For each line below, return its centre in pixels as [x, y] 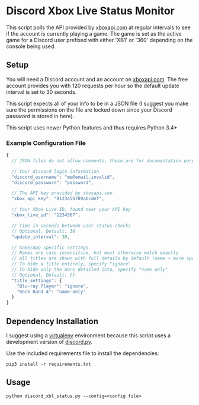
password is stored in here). [40, 116]
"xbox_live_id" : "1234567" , [46, 215]
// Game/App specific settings [50, 248]
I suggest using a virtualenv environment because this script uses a [88, 335]
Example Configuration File [46, 143]
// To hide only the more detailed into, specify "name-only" [90, 270]
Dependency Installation [52, 321]
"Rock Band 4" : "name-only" [51, 292]
